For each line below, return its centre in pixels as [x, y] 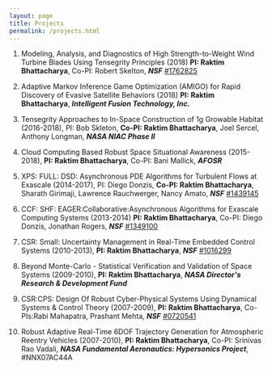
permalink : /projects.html [55, 31]
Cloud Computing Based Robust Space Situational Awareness [124, 152]
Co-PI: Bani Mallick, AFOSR [176, 161]
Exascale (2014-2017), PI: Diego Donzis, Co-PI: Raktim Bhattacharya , [137, 185]
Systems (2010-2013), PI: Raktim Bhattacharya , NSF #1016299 [126, 250]
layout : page [31, 16]
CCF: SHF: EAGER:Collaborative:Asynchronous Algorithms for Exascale [140, 209]
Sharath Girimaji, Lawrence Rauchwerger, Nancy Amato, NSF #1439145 [140, 194]
